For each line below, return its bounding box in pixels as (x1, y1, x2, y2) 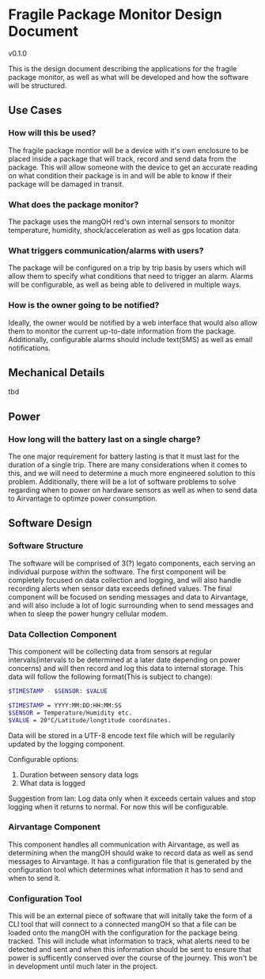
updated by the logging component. (8, 739, 125, 749)
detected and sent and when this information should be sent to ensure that (8, 945, 252, 954)
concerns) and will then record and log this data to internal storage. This (8, 664, 244, 672)
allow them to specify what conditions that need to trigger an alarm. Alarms (8, 272, 254, 281)
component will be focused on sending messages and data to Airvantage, (8, 592, 249, 601)
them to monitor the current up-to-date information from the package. (8, 326, 237, 336)
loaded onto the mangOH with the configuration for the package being (8, 928, 237, 938)
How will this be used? (8, 128, 97, 139)
